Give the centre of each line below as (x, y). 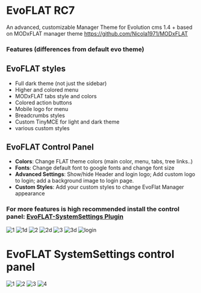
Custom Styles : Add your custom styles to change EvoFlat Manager (100, 187)
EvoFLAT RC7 (41, 11)
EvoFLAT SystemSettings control (90, 254)
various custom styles (42, 128)
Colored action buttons (43, 102)
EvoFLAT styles (36, 69)
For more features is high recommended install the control (93, 209)
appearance (30, 194)
